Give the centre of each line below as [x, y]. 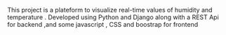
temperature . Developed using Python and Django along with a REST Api [113, 17]
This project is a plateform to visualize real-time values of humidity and [110, 10]
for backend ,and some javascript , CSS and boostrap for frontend [103, 24]
